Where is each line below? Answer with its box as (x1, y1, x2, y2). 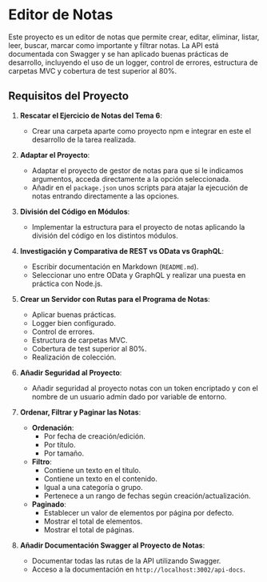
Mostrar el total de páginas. (43, 524, 134, 534)
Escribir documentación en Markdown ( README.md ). (31, 262, 199, 271)
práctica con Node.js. (31, 279, 103, 288)
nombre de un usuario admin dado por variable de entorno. (31, 391, 227, 401)
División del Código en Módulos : (19, 207, 130, 216)
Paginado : (31, 499, 66, 509)
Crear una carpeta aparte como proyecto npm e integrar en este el (31, 126, 252, 135)
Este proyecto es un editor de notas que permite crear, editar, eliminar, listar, (8, 32, 260, 42)
